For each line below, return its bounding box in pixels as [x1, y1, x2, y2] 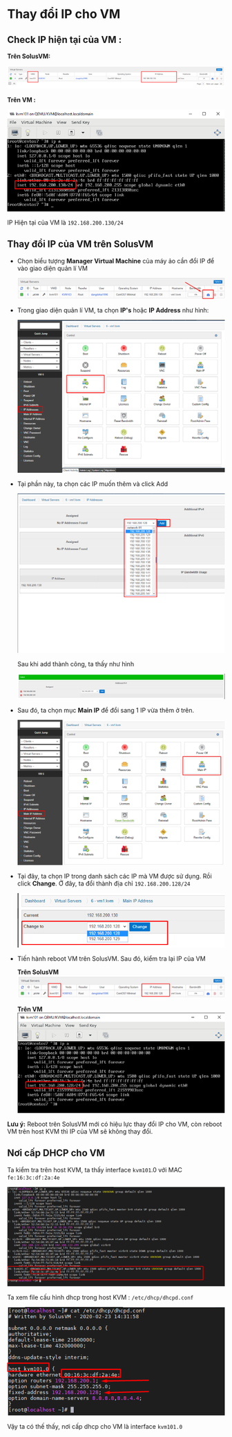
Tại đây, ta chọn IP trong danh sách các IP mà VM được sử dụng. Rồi [17, 872, 212, 881]
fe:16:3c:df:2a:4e [7, 1174, 60, 1181]
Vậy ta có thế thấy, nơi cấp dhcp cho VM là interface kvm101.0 [7, 1422, 183, 1431]
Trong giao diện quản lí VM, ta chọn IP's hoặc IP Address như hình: [17, 306, 209, 314]
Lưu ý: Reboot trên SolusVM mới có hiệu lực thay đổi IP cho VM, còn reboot [7, 1120, 222, 1128]
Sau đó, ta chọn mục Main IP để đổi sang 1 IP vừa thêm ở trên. [17, 706, 195, 714]
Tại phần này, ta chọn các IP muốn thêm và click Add [17, 480, 168, 488]
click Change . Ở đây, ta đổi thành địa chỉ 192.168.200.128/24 [17, 879, 191, 887]
